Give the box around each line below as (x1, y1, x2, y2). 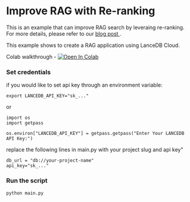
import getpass (6, 120, 44, 126)
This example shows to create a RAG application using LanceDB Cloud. (6, 42, 180, 49)
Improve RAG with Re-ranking (6, 4, 156, 18)
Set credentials (6, 68, 51, 76)
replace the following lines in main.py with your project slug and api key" (6, 146, 183, 153)
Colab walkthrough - (6, 53, 56, 60)
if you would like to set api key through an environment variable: (6, 81, 163, 89)
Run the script (6, 176, 48, 185)
